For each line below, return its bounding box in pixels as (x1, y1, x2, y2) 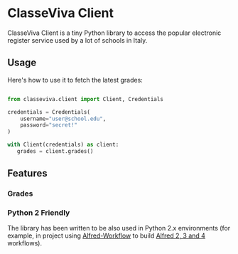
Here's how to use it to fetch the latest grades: (7, 75, 144, 84)
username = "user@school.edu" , (20, 115, 107, 122)
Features (7, 167, 48, 179)
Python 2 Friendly (7, 208, 70, 218)
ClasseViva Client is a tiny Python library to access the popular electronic (7, 28, 222, 37)
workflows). (7, 239, 43, 248)
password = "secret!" (20, 122, 78, 129)
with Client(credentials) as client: (7, 141, 119, 149)
